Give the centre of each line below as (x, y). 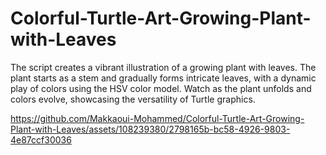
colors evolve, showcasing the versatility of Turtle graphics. (133, 99)
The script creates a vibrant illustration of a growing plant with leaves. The (163, 67)
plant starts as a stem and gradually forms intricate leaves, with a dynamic (163, 78)
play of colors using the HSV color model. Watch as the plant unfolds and (161, 88)
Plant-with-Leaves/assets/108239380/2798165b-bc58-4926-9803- (150, 129)
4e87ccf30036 (41, 139)
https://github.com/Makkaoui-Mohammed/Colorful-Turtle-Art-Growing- (157, 118)
